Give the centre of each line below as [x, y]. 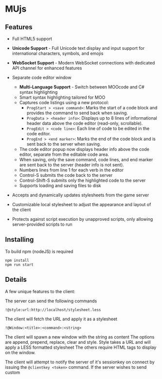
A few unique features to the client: [40, 291]
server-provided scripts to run [42, 224]
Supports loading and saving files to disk [60, 186]
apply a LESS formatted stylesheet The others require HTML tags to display [81, 347]
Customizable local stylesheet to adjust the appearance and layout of [81, 204]
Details [16, 280]
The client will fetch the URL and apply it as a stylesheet [61, 319]
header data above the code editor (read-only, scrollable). [85, 123]
